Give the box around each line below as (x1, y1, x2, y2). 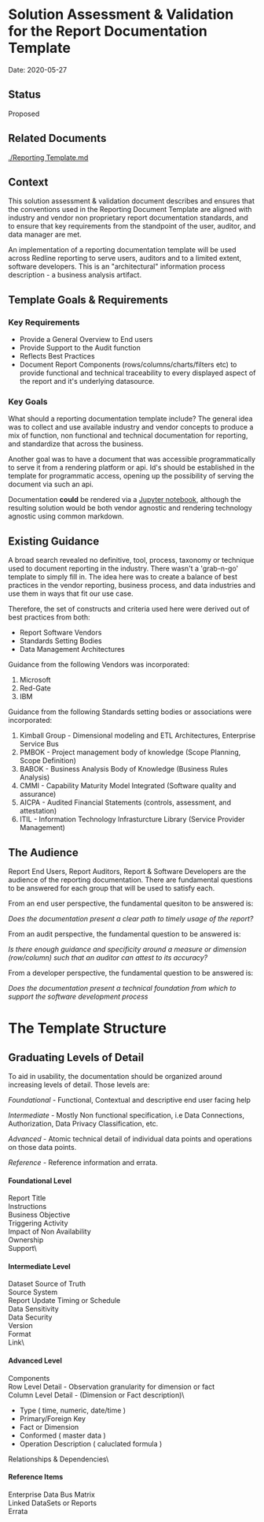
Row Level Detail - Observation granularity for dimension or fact (8, 1382, 215, 1391)
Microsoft (19, 675, 51, 685)
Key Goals (8, 396, 48, 407)
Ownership (8, 1235, 44, 1245)
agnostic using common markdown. (8, 512, 124, 521)
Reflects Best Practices (19, 352, 96, 361)
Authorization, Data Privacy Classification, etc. (8, 1118, 159, 1128)
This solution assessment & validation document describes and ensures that (8, 196, 255, 206)
